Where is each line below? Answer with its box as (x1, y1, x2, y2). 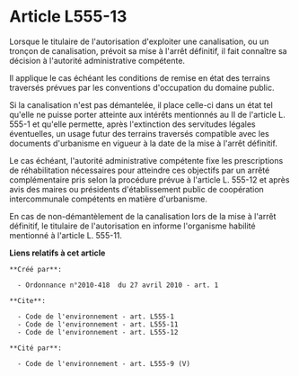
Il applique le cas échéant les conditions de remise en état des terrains (9, 72, 271, 83)
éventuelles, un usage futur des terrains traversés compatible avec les (9, 128, 269, 139)
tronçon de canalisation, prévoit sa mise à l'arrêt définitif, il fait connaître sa (9, 45, 287, 56)
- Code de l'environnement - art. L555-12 (17, 327, 179, 336)
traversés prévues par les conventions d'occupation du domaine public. (9, 82, 275, 93)
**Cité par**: (9, 344, 63, 353)
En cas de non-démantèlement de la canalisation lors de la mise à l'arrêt (9, 210, 277, 221)
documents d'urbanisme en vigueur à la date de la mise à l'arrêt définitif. (9, 138, 278, 148)
